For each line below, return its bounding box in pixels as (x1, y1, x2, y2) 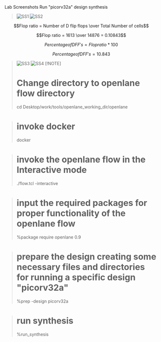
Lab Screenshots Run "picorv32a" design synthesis (4, 4, 108, 10)
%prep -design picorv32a (16, 298, 69, 304)
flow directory (16, 88, 75, 99)
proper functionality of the (16, 208, 126, 219)
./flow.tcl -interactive (16, 180, 58, 186)
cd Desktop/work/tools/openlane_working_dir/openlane (16, 104, 128, 110)
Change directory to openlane (16, 78, 140, 89)
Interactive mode (16, 165, 87, 175)
